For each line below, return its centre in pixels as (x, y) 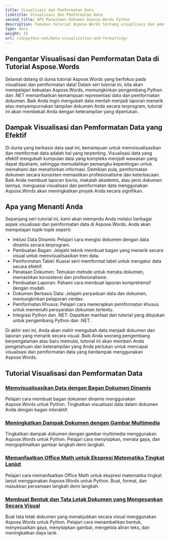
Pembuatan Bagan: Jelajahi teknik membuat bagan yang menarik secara (88, 250)
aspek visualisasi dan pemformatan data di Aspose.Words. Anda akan (78, 225)
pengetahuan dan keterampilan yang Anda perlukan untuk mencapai (77, 346)
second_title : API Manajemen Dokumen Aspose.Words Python (68, 19)
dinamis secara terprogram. (41, 245)
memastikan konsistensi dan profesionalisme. (60, 277)
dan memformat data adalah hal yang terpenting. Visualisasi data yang (79, 153)
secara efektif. (28, 267)
